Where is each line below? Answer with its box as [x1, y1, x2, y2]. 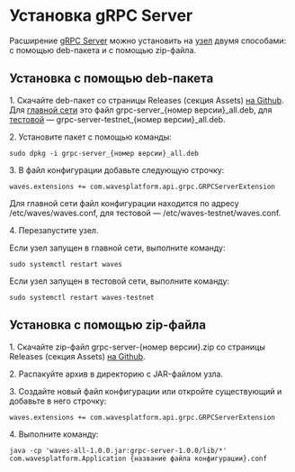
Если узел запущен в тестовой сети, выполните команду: [9, 276, 230, 286]
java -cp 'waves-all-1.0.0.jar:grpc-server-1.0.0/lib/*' [9, 446, 228, 455]
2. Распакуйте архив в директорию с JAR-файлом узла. [9, 368, 223, 379]
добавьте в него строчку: [9, 395, 107, 406]
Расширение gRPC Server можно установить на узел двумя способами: [9, 35, 287, 46]
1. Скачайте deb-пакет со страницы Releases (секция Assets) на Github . [9, 95, 285, 105]
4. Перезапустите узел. [9, 224, 99, 235]
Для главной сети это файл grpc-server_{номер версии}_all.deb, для [9, 104, 273, 115]
